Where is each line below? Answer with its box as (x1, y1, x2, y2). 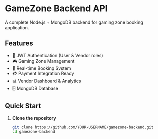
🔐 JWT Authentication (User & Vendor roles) (12, 52, 103, 58)
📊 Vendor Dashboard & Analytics (12, 78, 81, 84)
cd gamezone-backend (12, 129, 55, 134)
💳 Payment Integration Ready (12, 70, 74, 76)
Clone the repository (12, 115, 56, 121)
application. (5, 24, 29, 30)
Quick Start (5, 102, 41, 110)
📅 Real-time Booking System (12, 65, 71, 71)
